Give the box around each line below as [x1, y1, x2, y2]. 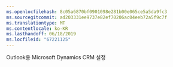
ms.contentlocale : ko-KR [6, 25, 68, 32]
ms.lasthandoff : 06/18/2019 [6, 31, 77, 37]
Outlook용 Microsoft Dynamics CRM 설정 [6, 54, 106, 60]
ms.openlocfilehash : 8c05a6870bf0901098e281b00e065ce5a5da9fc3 [6, 8, 168, 15]
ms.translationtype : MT [6, 20, 66, 26]
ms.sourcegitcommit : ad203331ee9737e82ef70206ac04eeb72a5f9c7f [6, 14, 168, 20]
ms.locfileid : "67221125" [6, 36, 71, 42]
